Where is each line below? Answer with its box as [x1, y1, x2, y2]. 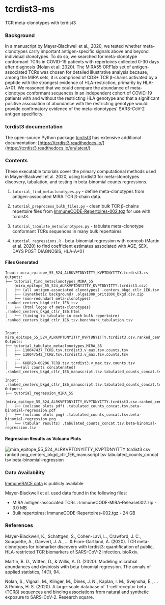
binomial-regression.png [5, 417, 56, 422]
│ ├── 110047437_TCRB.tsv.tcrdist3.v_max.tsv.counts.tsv [5, 348, 129, 353]
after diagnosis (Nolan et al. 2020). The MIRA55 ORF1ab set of [5, 64, 131, 70]
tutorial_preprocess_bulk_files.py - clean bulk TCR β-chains [12, 203, 139, 209]
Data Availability [5, 469, 45, 476]
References [5, 522, 33, 529]
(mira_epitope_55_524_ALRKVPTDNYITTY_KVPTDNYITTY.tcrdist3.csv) [14, 284, 148, 288]
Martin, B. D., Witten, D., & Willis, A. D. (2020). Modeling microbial [5, 558, 137, 564]
